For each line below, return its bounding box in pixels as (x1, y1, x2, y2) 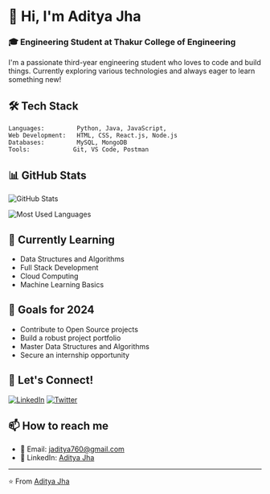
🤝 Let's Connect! (8, 373, 94, 387)
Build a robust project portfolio (19, 333, 121, 343)
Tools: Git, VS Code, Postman (8, 146, 149, 154)
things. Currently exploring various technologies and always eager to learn (8, 66, 256, 76)
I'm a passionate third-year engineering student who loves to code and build (8, 58, 261, 68)
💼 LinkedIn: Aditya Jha (19, 453, 95, 463)
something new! (8, 75, 62, 84)
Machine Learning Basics (19, 279, 104, 289)
